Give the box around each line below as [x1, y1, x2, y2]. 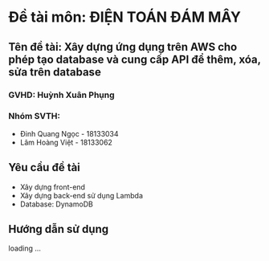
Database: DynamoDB [19, 199, 94, 209]
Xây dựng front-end [19, 181, 86, 192]
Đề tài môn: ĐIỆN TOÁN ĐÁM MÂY [8, 8, 241, 27]
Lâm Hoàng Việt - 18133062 [19, 137, 112, 147]
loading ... [8, 243, 42, 253]
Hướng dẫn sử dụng [8, 222, 109, 236]
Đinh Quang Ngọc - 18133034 [19, 128, 119, 138]
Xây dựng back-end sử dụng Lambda [19, 190, 143, 200]
